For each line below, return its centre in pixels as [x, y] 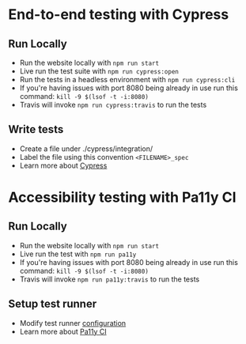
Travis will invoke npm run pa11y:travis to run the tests [110, 279]
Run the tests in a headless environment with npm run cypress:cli [127, 79]
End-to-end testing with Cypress [119, 15]
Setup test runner [53, 304]
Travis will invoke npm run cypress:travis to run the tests [113, 105]
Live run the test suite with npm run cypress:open [99, 71]
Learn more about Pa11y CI [63, 331]
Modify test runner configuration [73, 323]
